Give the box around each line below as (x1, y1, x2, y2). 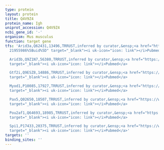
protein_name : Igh (5, 21, 42, 26)
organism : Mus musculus (5, 35, 54, 40)
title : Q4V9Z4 (5, 16, 34, 21)
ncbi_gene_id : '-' (5, 30, 42, 35)
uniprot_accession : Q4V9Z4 (5, 25, 60, 30)
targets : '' (5, 133, 29, 138)
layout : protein (5, 12, 38, 17)
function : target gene (5, 39, 51, 44)
